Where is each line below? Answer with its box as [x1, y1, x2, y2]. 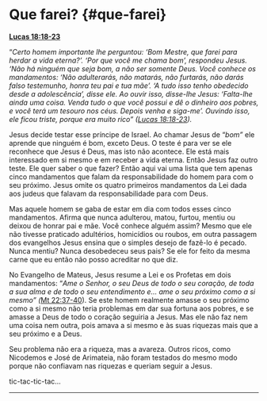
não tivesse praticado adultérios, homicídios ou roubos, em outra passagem [9, 229, 257, 239]
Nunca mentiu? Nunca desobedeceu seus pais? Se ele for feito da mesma [9, 246, 250, 255]
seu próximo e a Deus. [9, 329, 82, 338]
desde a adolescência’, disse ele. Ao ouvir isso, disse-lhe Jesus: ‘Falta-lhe [9, 89, 253, 98]
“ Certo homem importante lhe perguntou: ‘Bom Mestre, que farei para [9, 47, 238, 56]
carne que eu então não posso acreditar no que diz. [9, 254, 179, 264]
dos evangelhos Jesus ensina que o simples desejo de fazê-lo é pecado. [9, 238, 247, 247]
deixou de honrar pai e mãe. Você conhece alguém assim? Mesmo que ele [9, 220, 253, 231]
